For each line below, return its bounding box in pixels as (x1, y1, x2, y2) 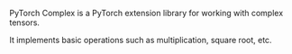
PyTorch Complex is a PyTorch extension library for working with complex (9, 8, 284, 18)
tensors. (9, 17, 41, 28)
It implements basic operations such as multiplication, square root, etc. (9, 35, 272, 45)
